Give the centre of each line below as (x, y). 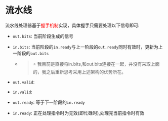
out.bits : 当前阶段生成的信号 (43, 36)
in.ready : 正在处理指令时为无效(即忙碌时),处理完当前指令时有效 (78, 113)
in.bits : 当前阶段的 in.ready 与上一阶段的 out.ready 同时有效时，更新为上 (88, 47)
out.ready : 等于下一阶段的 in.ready (49, 102)
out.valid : (24, 82)
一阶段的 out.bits (31, 53)
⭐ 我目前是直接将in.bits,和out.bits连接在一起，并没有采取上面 (96, 64)
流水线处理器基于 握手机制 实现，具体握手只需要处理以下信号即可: (73, 25)
